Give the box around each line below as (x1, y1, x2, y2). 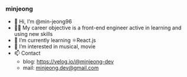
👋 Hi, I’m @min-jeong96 (14, 18, 72, 25)
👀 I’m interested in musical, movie (14, 43, 96, 50)
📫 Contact (14, 49, 41, 57)
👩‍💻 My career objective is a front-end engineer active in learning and (14, 24, 182, 31)
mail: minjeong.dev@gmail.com (22, 64, 99, 72)
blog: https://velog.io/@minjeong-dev (22, 58, 114, 65)
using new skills (14, 31, 53, 38)
